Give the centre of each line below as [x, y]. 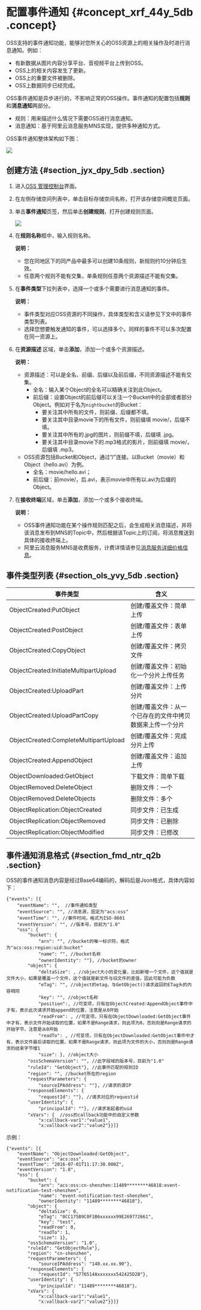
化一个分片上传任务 [158, 675]
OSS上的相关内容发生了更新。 [52, 70]
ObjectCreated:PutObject [45, 609]
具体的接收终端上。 [48, 540]
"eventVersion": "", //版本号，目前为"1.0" [69, 925]
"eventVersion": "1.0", [47, 1170]
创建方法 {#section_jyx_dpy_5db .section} [86, 170]
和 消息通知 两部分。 [30, 105]
